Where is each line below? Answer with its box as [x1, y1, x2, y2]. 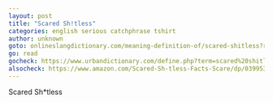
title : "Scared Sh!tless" [8, 19, 96, 28]
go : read [8, 49, 38, 58]
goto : [8, 42, 27, 50]
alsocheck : [8, 65, 45, 73]
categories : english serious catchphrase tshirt [8, 27, 176, 35]
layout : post [8, 11, 53, 20]
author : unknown [8, 34, 63, 43]
